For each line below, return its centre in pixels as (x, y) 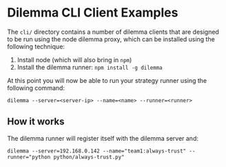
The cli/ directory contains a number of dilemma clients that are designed (113, 32)
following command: (36, 88)
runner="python (29, 157)
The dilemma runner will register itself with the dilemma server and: (103, 138)
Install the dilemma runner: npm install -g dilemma (90, 67)
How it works (36, 122)
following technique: (36, 46)
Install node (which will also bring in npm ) (74, 59)
